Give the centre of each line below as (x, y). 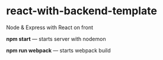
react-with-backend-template (82, 11)
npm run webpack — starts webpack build (58, 50)
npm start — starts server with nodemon (56, 39)
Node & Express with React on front (50, 27)
